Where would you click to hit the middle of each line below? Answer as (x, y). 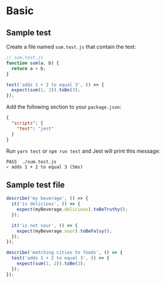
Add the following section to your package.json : (64, 107)
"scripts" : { (27, 123)
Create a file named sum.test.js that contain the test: (71, 47)
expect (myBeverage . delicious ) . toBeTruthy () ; (72, 210)
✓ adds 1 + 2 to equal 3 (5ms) (45, 167)
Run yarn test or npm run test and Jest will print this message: (83, 151)
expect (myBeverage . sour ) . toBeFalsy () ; (64, 231)
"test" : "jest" (35, 129)
